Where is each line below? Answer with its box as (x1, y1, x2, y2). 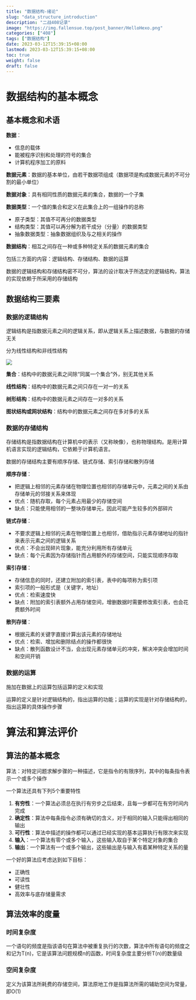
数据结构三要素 (6, 294, 60, 304)
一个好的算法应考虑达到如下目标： (6, 856, 88, 863)
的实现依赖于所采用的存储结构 (6, 275, 78, 282)
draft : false (6, 63, 38, 69)
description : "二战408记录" (6, 19, 71, 25)
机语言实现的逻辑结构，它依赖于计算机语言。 (6, 446, 114, 453)
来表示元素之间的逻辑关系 (14, 537, 76, 544)
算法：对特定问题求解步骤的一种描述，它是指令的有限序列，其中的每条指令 (6, 768, 185, 775)
